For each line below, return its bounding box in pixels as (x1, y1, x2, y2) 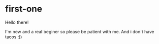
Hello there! (5, 19, 29, 25)
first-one (5, 3, 43, 15)
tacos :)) (5, 34, 22, 40)
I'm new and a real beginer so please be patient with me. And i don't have (5, 29, 155, 34)
